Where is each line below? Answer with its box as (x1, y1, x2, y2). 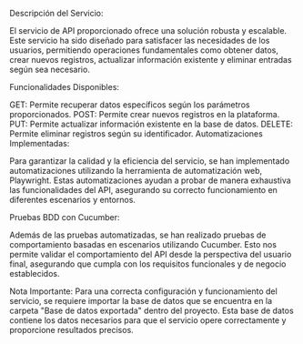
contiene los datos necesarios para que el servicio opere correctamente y (9, 315, 287, 326)
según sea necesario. (9, 64, 91, 75)
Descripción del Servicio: (9, 8, 104, 18)
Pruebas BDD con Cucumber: (9, 212, 120, 222)
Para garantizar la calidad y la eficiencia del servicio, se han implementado (9, 156, 290, 167)
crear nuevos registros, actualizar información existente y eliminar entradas (9, 55, 293, 65)
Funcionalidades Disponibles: (9, 82, 120, 92)
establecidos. (9, 268, 60, 278)
